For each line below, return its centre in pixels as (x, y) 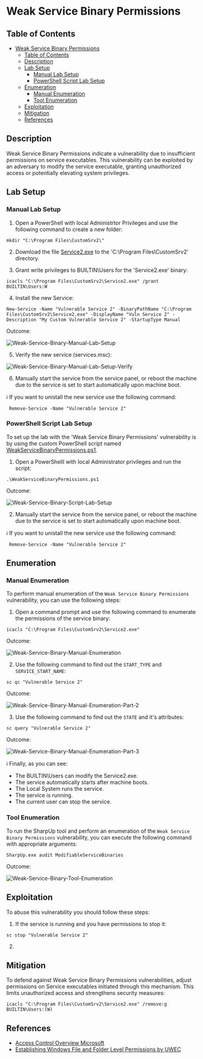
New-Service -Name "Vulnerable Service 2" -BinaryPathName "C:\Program (99, 309)
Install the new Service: (44, 298)
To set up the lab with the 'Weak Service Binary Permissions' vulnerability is (101, 437)
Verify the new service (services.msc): (64, 354)
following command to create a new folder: (69, 229)
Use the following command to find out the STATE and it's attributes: (99, 717)
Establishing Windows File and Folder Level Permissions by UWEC (98, 1049)
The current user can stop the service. (63, 802)
